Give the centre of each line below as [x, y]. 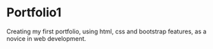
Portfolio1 [34, 13]
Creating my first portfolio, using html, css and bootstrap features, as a [106, 31]
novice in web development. [46, 38]
